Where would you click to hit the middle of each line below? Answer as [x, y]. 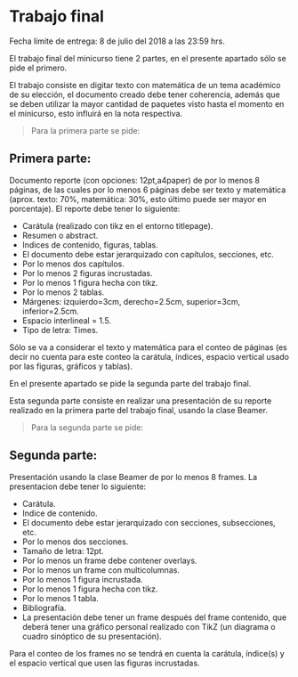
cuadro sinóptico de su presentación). [92, 636]
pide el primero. [38, 68]
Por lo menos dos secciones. [75, 542]
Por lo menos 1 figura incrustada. [83, 579]
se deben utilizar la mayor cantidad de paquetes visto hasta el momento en [147, 103]
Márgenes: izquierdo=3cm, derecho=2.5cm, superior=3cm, [131, 301]
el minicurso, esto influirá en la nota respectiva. [96, 113]
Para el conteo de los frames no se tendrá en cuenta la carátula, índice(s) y [147, 653]
